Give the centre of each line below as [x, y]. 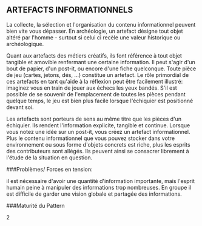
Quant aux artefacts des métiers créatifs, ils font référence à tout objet [94, 55]
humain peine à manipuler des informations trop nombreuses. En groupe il [99, 187]
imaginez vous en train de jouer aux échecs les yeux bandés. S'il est [92, 88]
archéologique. [25, 44]
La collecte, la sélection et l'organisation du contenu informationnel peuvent [101, 24]
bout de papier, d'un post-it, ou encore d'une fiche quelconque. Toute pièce [101, 68]
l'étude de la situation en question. [49, 158]
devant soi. [20, 107]
